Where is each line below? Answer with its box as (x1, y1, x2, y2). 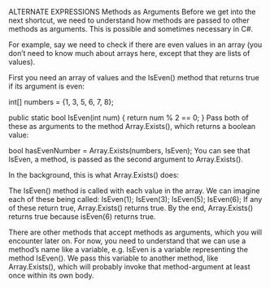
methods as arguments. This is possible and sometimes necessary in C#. (8, 24, 254, 33)
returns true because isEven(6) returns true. (8, 212, 156, 221)
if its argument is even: (8, 81, 85, 91)
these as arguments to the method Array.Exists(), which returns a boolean (8, 122, 256, 131)
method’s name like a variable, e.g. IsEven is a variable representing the (8, 245, 248, 254)
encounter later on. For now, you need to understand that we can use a (8, 236, 246, 246)
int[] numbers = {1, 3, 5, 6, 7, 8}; (8, 97, 114, 106)
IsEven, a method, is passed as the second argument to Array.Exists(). (8, 154, 244, 164)
